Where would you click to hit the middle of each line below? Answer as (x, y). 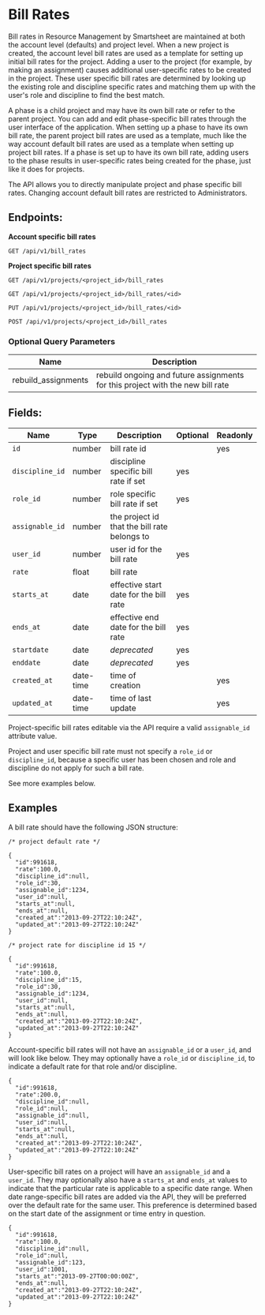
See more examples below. (52, 783)
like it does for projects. (47, 169)
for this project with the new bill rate (162, 385)
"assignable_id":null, (52, 1115)
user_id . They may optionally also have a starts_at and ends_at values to (128, 1180)
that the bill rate (139, 526)
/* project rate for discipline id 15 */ (77, 945)
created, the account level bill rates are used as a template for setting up (126, 53)
